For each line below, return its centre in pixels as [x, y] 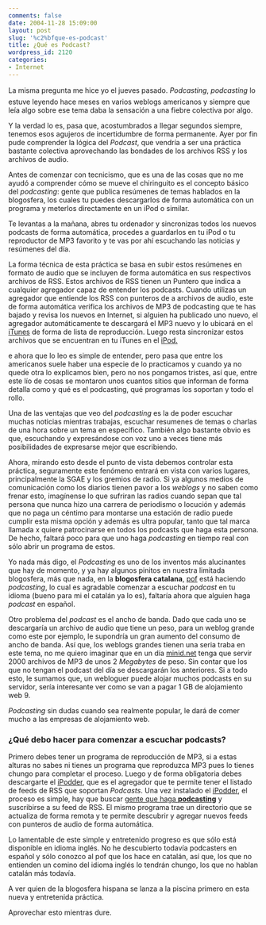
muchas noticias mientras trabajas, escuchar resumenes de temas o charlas [133, 421]
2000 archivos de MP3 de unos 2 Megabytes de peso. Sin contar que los [128, 661]
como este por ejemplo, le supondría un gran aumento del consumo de [124, 636]
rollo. [17, 397]
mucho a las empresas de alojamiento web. [79, 719]
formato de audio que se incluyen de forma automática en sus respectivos [130, 273]
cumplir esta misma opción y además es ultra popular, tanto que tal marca [129, 521]
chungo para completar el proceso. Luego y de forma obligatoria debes [125, 773]
